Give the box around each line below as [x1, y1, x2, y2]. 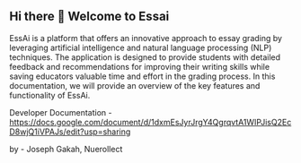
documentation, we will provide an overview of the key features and [9, 80, 261, 90]
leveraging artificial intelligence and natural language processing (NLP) [9, 42, 272, 53]
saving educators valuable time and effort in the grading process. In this [9, 71, 276, 81]
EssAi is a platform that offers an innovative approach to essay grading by [9, 32, 283, 43]
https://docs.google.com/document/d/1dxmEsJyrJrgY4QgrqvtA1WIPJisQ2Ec [9, 116, 292, 127]
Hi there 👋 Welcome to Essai [9, 9, 170, 24]
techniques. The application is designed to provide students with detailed [9, 51, 281, 63]
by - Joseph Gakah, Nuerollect [9, 143, 123, 154]
